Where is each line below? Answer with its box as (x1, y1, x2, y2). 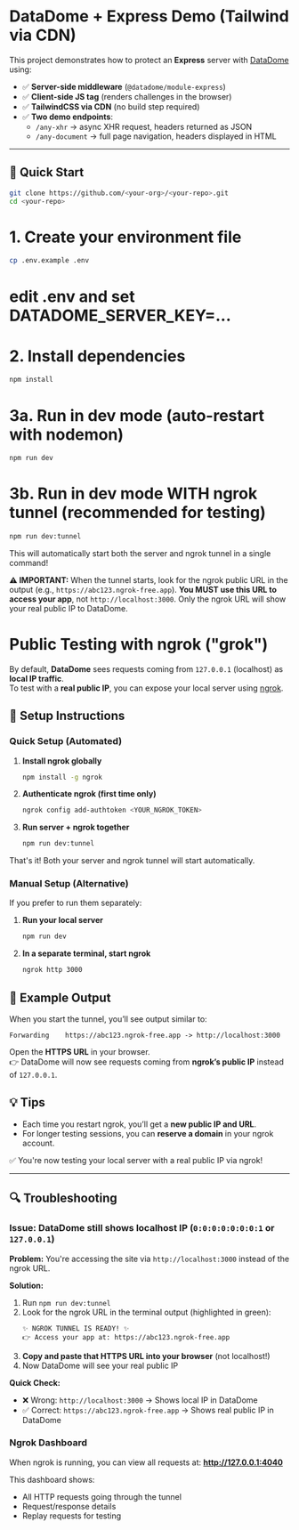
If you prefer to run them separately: (9, 897, 142, 909)
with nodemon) (9, 425, 125, 444)
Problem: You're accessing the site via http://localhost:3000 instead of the (9, 1253, 290, 1264)
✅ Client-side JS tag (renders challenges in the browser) (21, 91, 232, 101)
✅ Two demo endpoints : (21, 111, 114, 122)
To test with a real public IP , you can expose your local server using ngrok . (9, 683, 284, 693)
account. (21, 1137, 55, 1148)
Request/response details (21, 1501, 117, 1511)
